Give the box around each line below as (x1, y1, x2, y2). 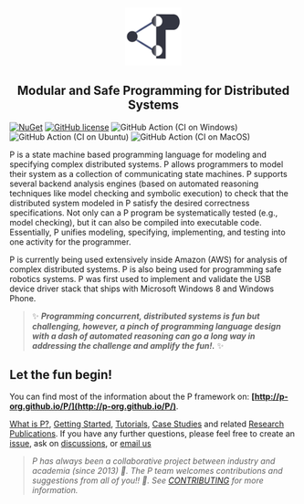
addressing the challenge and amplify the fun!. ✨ (31, 340, 225, 351)
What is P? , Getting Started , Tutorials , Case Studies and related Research (9, 418, 285, 430)
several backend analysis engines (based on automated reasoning (9, 178, 259, 189)
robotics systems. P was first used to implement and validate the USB (9, 273, 271, 284)
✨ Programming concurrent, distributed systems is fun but (31, 310, 260, 321)
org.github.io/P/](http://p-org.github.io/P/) (9, 401, 176, 412)
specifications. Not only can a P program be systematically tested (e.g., (9, 207, 278, 218)
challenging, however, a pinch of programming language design (31, 320, 281, 331)
